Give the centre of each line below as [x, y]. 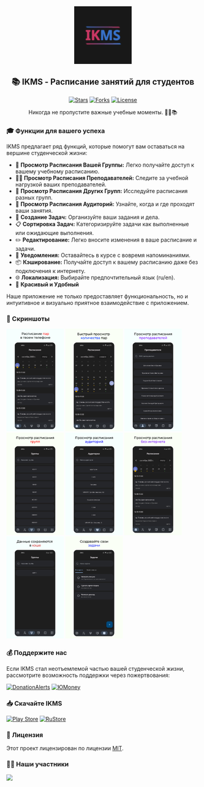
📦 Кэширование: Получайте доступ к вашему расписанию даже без [106, 262]
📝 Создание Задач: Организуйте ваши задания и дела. [87, 217]
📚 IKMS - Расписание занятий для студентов [103, 82]
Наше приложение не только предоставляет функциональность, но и [97, 296]
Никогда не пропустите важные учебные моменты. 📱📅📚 [103, 112]
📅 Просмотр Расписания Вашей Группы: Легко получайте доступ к [105, 165]
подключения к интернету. [50, 271]
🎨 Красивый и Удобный [47, 285]
